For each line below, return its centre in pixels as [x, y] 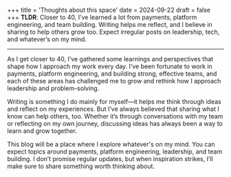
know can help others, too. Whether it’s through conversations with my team [115, 116]
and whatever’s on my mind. [47, 39]
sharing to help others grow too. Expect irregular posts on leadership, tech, [113, 32]
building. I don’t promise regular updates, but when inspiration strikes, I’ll [110, 159]
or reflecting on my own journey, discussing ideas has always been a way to [115, 124]
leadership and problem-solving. [53, 88]
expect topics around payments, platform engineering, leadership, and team [115, 152]
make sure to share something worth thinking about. [81, 166]
